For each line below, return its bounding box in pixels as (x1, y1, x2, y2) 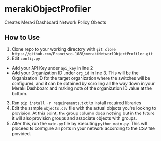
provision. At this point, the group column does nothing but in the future (11, 110, 155, 116)
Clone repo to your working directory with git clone (11, 46, 116, 52)
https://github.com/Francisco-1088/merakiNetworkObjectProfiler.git (11, 51, 153, 56)
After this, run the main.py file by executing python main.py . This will (11, 120, 147, 126)
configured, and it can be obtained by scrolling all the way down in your (11, 80, 155, 86)
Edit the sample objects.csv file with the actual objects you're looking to (11, 105, 156, 111)
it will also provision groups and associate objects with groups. (11, 115, 137, 121)
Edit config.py (11, 56, 41, 61)
